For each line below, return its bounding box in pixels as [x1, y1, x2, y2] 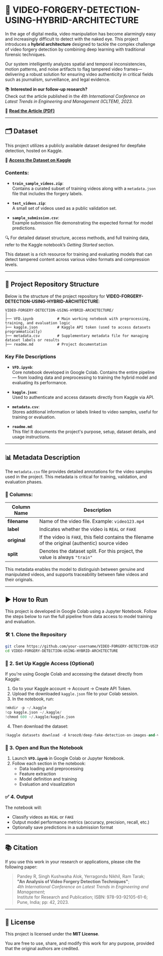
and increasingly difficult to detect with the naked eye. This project [5, 36, 139, 42]
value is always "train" [39, 554, 93, 561]
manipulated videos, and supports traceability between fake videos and [5, 572, 148, 578]
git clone [5, 644, 25, 649]
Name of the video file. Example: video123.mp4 [39, 518, 145, 525]
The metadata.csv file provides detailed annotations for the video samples [5, 469, 153, 474]
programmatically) [5, 329, 42, 334]
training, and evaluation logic [5, 320, 70, 325]
